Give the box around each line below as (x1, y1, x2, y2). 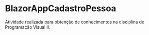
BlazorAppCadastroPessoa (5, 3, 116, 14)
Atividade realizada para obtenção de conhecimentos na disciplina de (5, 19, 145, 25)
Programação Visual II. (5, 24, 50, 30)
